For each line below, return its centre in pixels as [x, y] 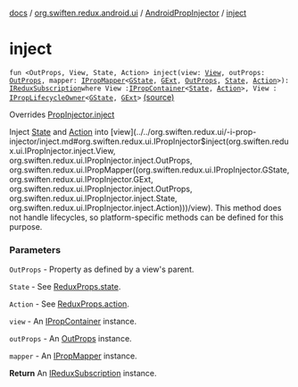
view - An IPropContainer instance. [73, 322]
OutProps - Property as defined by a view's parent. [102, 269]
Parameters [35, 249]
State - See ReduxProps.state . [65, 287]
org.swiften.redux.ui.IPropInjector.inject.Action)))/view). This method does [145, 207]
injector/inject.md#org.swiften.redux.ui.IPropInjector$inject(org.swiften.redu [149, 141]
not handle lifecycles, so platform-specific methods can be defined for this [146, 217]
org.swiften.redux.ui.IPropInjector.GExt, [81, 179]
